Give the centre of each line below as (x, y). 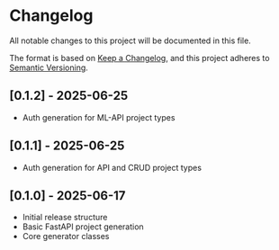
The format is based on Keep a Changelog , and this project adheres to (139, 58)
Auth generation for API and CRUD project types (112, 167)
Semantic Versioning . (49, 67)
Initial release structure (65, 218)
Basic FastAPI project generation (83, 227)
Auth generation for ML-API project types (99, 117)
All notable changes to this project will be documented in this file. (130, 40)
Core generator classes (66, 237)
